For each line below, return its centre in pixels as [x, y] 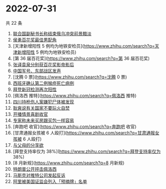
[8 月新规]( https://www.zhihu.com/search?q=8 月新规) [69, 163]
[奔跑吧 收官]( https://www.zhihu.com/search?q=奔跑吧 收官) [75, 126]
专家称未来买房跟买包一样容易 [43, 120]
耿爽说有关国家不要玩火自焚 [41, 108]
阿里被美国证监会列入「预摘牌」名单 [50, 181]
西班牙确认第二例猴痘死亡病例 [43, 83]
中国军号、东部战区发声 [37, 70]
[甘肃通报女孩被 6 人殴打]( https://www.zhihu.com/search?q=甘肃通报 [84, 132]
